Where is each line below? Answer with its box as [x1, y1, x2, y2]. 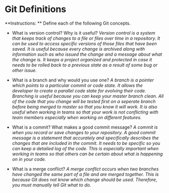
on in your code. [12, 156, 46, 162]
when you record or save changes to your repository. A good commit [12, 129, 156, 135]
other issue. [12, 67, 37, 73]
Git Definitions [5, 4, 67, 15]
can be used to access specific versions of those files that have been [12, 40, 157, 46]
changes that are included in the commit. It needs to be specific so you [12, 140, 160, 146]
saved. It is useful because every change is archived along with [12, 46, 145, 52]
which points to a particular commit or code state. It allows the [12, 82, 143, 88]
